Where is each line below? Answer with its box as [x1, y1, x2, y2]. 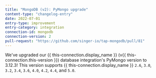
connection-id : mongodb [5, 30, 54, 34]
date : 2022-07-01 [5, 16, 40, 21]
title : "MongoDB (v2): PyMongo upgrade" [5, 7, 89, 12]
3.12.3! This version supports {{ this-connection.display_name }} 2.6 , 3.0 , [5, 62, 152, 68]
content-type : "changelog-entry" [5, 12, 73, 16]
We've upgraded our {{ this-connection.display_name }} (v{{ [5, 52, 126, 58]
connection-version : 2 [5, 34, 51, 39]
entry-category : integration [5, 25, 64, 30]
